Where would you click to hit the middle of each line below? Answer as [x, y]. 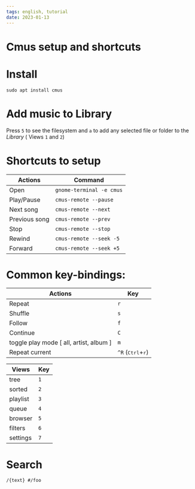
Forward [21, 248]
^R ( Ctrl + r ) [133, 352]
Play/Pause [25, 200]
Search [25, 464]
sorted [19, 389]
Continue [22, 333]
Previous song [29, 219]
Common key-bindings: [66, 275]
